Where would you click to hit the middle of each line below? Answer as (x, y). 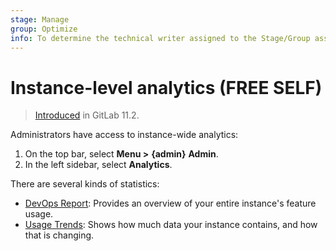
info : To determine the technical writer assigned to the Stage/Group (160, 38)
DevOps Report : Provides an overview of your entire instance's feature (170, 203)
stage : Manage (40, 19)
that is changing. (59, 235)
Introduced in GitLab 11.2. (87, 115)
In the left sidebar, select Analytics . (98, 165)
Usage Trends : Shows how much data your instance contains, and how (171, 225)
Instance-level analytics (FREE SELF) (166, 87)
